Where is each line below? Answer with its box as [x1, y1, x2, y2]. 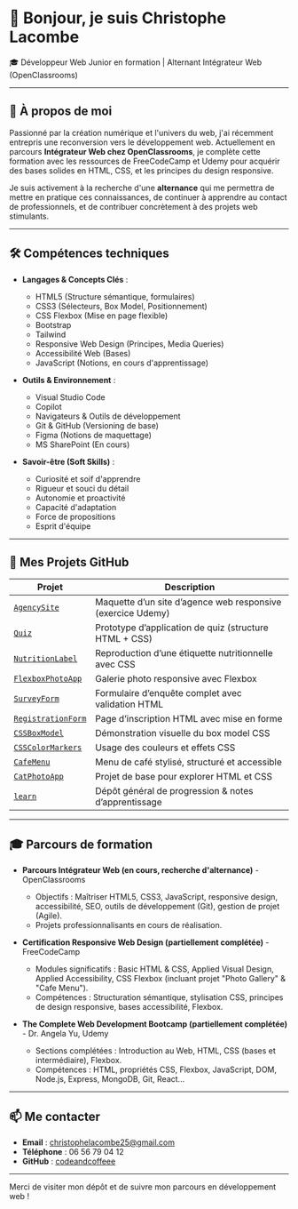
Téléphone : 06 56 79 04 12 [21, 1147, 124, 1157]
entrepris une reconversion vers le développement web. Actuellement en [9, 137, 276, 148]
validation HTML [94, 698, 164, 710]
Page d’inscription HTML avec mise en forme [94, 713, 283, 725]
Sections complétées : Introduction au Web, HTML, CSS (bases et [35, 1045, 277, 1056]
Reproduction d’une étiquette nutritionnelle [94, 647, 273, 660]
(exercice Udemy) [94, 607, 170, 620]
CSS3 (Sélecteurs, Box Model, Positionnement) [35, 300, 208, 311]
